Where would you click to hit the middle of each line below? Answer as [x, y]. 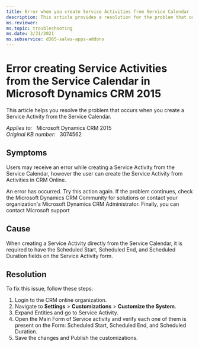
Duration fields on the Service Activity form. [60, 256]
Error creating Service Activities [87, 69]
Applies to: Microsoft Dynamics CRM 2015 [59, 128]
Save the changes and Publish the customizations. [76, 338]
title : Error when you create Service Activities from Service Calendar [98, 12]
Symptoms [27, 153]
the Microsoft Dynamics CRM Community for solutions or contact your [92, 198]
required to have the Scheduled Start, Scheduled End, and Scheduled [91, 249]
